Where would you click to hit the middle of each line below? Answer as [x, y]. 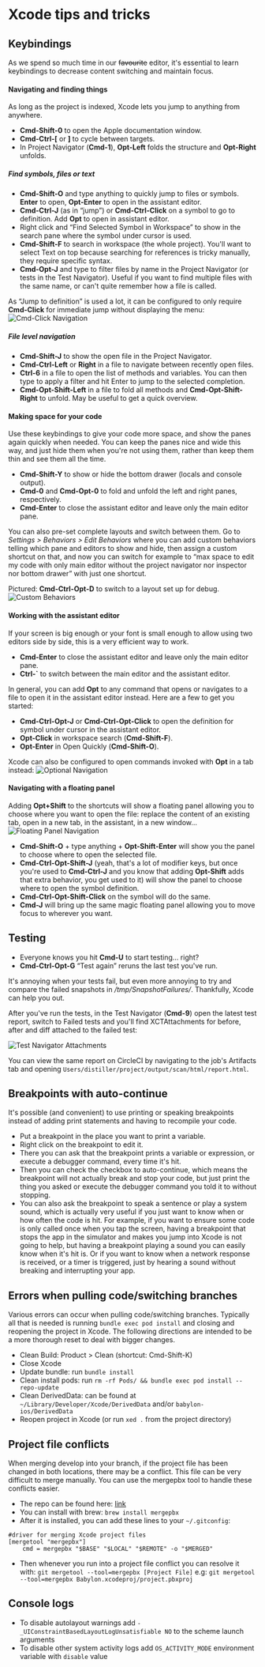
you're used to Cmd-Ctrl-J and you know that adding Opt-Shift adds [132, 871]
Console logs [41, 1603]
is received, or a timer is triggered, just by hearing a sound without [128, 1262]
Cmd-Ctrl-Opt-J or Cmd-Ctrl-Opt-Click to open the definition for [127, 721]
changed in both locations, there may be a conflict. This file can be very [125, 1471]
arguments [37, 1639]
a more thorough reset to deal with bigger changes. [92, 1340]
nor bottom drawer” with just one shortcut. [77, 574]
